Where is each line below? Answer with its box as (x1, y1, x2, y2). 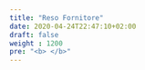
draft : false (9, 30, 59, 39)
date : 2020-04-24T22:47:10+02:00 (9, 22, 137, 31)
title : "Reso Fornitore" (9, 13, 104, 23)
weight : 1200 (9, 38, 64, 48)
